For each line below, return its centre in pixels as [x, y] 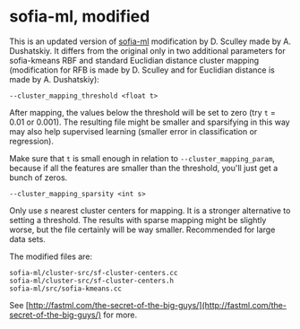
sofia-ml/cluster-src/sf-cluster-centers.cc [94, 273]
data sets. [28, 238]
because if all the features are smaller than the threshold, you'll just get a [144, 168]
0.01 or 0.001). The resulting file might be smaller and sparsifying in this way [150, 122]
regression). [31, 141]
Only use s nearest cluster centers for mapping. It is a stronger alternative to [150, 210]
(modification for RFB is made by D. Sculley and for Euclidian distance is [142, 70]
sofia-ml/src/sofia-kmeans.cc [66, 289]
